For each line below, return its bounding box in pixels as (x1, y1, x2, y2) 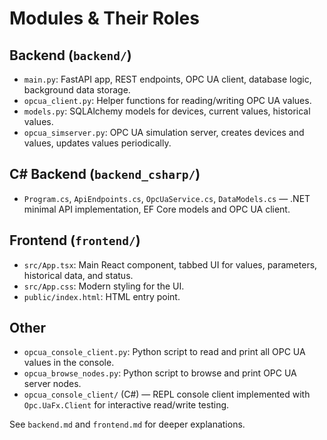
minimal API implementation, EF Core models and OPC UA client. (23, 203, 291, 215)
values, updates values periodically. (23, 137, 172, 149)
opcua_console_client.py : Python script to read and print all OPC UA (23, 346, 306, 358)
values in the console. (23, 357, 115, 369)
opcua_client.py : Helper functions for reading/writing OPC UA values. (23, 95, 312, 106)
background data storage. (23, 84, 131, 96)
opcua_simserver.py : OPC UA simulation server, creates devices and (23, 127, 305, 138)
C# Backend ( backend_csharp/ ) (9, 166, 201, 183)
